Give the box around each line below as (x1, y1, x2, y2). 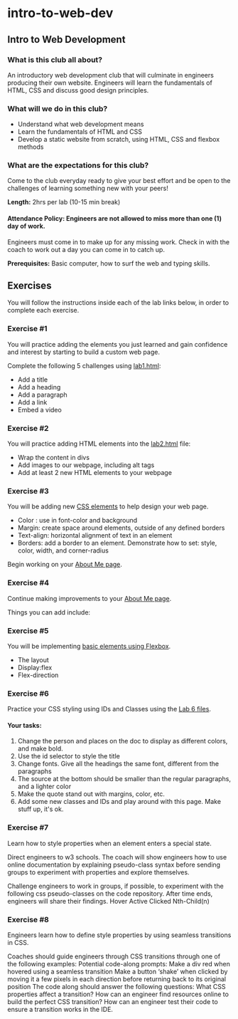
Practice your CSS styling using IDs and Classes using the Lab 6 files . (7, 705, 212, 714)
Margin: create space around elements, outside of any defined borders (17, 523, 225, 532)
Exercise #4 (7, 578, 50, 588)
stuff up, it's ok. (17, 805, 64, 813)
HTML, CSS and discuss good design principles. (7, 85, 149, 94)
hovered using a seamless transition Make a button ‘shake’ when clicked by (7, 967, 228, 976)
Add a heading (17, 382, 61, 391)
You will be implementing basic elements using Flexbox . (7, 642, 171, 650)
